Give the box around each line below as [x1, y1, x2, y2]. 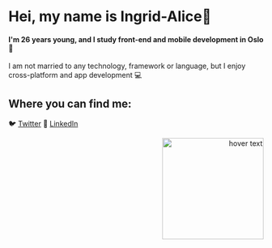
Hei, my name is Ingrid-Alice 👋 [8, 7, 212, 26]
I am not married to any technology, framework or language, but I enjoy [8, 61, 246, 71]
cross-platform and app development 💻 [8, 71, 142, 80]
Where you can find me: [8, 96, 132, 110]
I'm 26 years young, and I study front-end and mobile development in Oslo [8, 34, 264, 44]
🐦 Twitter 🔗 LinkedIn [8, 119, 79, 129]
